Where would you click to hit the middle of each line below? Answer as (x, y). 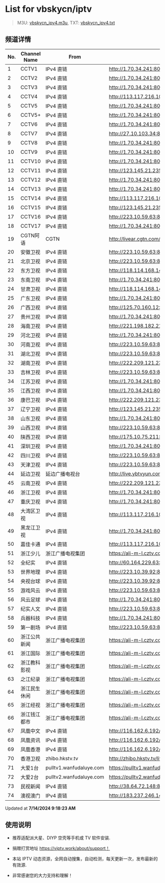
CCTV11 (30, 170)
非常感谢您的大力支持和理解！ (42, 875)
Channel (30, 54)
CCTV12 (30, 179)
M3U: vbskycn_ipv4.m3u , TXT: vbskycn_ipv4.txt (66, 23)
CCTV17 (30, 226)
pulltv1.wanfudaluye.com (75, 768)
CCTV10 (30, 161)
